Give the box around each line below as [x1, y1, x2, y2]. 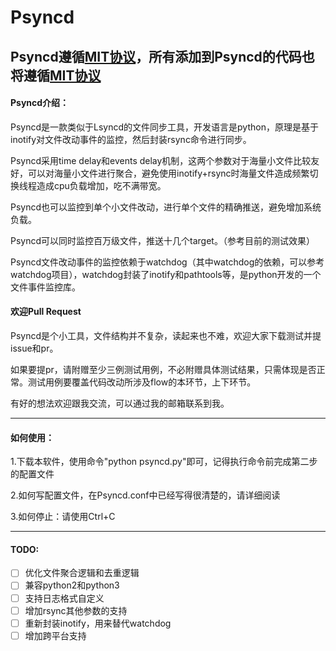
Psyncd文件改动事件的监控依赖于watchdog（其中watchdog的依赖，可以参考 [10, 256, 325, 268]
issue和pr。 [10, 342, 59, 354]
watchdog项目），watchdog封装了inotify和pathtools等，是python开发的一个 [10, 268, 322, 280]
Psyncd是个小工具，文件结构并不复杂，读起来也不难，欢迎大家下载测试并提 [10, 329, 322, 341]
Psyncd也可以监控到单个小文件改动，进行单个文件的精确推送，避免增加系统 [10, 201, 322, 213]
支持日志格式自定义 [24, 592, 105, 604]
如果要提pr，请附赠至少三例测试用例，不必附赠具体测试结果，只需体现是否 [10, 363, 317, 375]
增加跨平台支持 [24, 629, 87, 641]
